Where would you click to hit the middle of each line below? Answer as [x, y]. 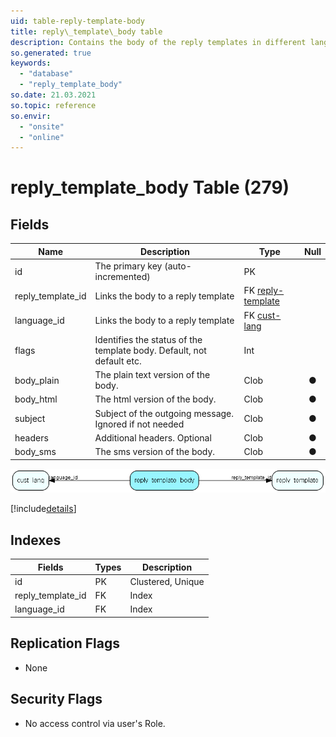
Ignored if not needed [139, 424]
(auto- [178, 266]
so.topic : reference [53, 105]
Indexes [36, 540]
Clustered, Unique [167, 581]
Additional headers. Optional [153, 437]
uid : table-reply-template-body [77, 21]
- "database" [46, 74]
